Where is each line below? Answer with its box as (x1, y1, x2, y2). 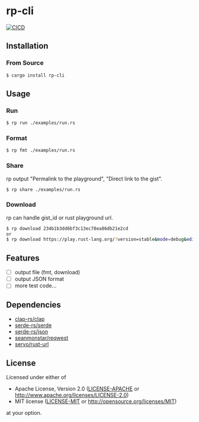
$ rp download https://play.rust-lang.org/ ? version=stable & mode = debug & (6, 236, 187, 243)
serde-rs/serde (14, 322, 52, 329)
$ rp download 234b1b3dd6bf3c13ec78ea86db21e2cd (6, 226, 129, 231)
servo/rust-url (14, 341, 49, 348)
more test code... (14, 282, 57, 289)
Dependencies (6, 300, 61, 310)
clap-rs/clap (14, 316, 45, 323)
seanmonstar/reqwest (14, 334, 69, 342)
